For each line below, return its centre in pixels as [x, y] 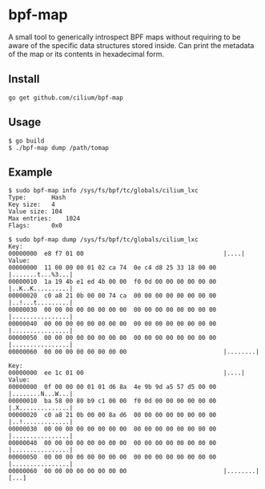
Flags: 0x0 [35, 226]
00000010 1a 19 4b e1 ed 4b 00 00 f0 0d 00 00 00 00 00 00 [112, 282]
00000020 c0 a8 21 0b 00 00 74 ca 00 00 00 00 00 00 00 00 [112, 296]
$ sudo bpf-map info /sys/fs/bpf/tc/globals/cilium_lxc [103, 191]
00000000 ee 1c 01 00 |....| [127, 373]
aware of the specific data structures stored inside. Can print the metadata [131, 45]
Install [24, 79]
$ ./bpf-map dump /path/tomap [59, 148]
